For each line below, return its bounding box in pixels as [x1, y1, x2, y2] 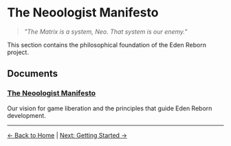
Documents [7, 68, 58, 80]
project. [7, 48, 30, 56]
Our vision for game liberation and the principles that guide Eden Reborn [7, 104, 212, 112]
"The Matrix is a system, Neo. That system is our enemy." [23, 27, 188, 36]
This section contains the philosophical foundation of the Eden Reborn [7, 40, 206, 49]
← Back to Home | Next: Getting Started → [7, 131, 127, 139]
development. [7, 111, 46, 119]
